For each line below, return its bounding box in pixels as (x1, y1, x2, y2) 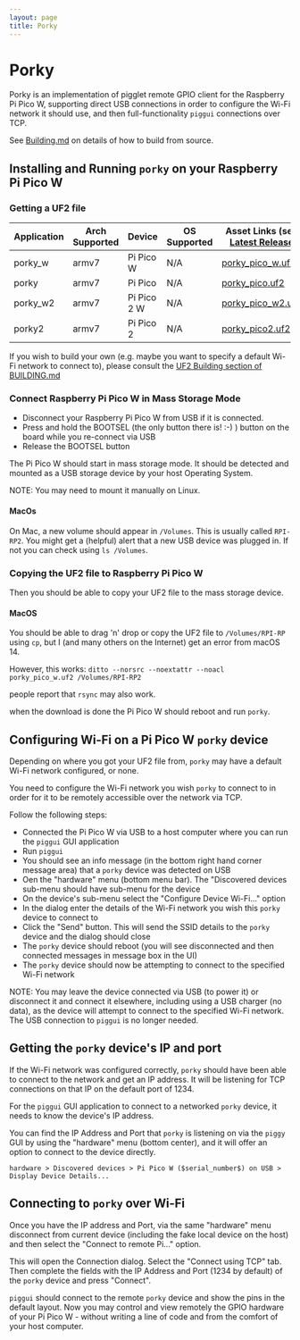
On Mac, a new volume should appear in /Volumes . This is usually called (9, 525, 272, 536)
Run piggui (21, 845, 64, 856)
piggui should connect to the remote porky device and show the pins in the (9, 1292, 286, 1302)
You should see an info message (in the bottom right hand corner (21, 855, 262, 866)
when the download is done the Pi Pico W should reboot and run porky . (9, 707, 271, 717)
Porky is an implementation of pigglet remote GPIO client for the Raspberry (9, 89, 285, 100)
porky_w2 (13, 297, 55, 309)
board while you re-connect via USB (21, 431, 156, 442)
